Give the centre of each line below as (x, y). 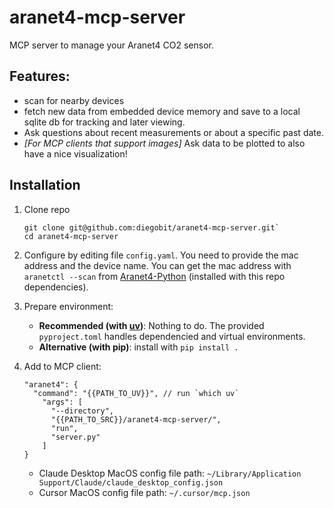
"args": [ (62, 402)
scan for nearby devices (74, 100)
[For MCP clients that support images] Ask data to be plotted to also (164, 143)
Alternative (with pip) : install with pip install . (138, 347)
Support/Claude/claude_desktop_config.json (131, 482)
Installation (45, 185)
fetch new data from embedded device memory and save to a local (162, 111)
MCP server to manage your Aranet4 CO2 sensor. (111, 45)
